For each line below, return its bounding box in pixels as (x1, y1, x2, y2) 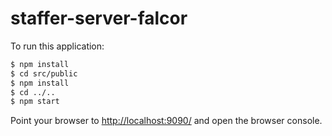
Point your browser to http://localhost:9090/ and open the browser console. (10, 115, 323, 127)
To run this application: (10, 40, 105, 52)
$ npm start (10, 97, 60, 107)
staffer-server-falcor (10, 7, 188, 30)
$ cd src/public (10, 68, 78, 79)
